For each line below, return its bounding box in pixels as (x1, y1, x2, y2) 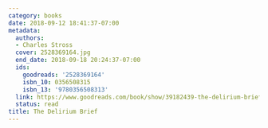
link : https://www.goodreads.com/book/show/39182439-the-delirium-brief (15, 93, 262, 101)
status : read (15, 100, 59, 108)
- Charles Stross (15, 41, 73, 49)
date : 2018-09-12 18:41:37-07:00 (8, 19, 120, 27)
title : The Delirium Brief (8, 108, 98, 116)
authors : (15, 33, 45, 42)
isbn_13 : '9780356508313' (22, 85, 109, 94)
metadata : (8, 26, 41, 34)
